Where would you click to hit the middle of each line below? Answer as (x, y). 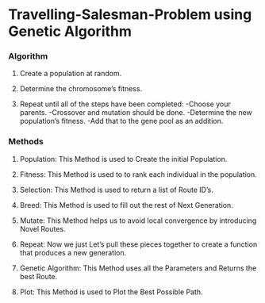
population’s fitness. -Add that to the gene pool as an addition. (121, 121)
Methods (26, 142)
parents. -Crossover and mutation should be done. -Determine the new (136, 113)
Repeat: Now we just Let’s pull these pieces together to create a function (138, 244)
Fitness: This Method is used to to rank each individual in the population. (138, 174)
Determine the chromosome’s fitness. (81, 89)
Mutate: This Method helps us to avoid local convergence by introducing (138, 221)
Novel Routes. (42, 228)
